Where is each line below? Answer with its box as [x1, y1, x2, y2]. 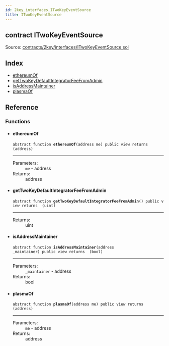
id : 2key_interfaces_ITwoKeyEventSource [5, 7, 92, 13]
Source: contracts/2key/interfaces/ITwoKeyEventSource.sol [5, 44, 129, 51]
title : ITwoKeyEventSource [5, 12, 62, 17]
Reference [5, 103, 39, 112]
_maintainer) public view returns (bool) [12, 250, 103, 255]
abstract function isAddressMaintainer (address [12, 245, 114, 250]
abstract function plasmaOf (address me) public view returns [12, 302, 144, 307]
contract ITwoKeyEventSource [5, 31, 103, 39]
